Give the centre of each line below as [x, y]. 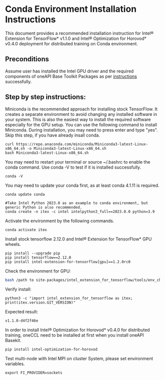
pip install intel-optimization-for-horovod [51, 349]
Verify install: [18, 289]
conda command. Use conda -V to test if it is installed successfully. [73, 167]
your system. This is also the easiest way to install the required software [78, 119]
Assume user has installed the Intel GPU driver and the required [69, 71]
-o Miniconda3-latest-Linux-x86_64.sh [67, 148]
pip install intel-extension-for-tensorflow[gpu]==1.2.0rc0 [68, 262]
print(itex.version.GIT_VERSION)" [41, 303]
